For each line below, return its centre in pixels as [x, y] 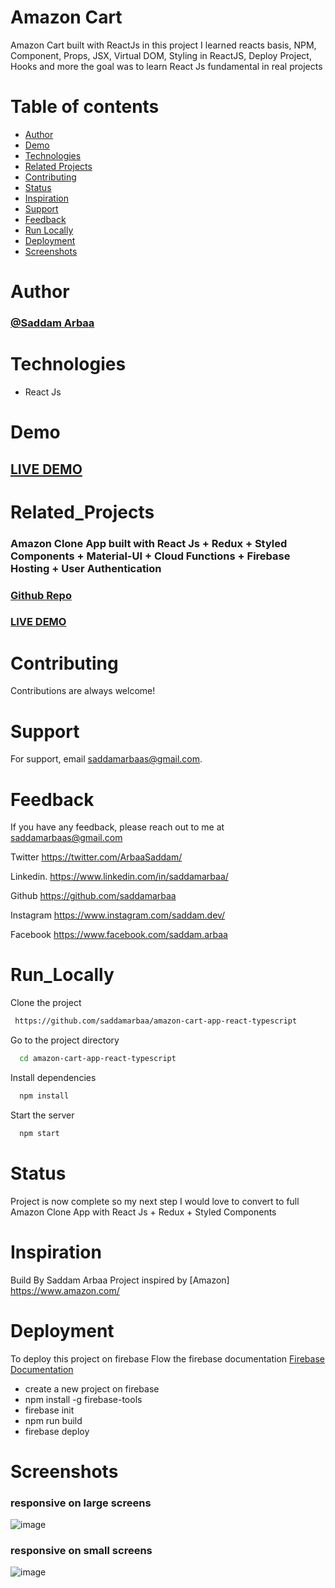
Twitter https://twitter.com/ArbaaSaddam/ [96, 857]
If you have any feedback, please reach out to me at [117, 827]
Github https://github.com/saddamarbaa [93, 896]
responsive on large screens [81, 1503]
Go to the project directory [65, 1040]
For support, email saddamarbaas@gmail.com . [106, 759]
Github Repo [41, 595]
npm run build [53, 1420]
